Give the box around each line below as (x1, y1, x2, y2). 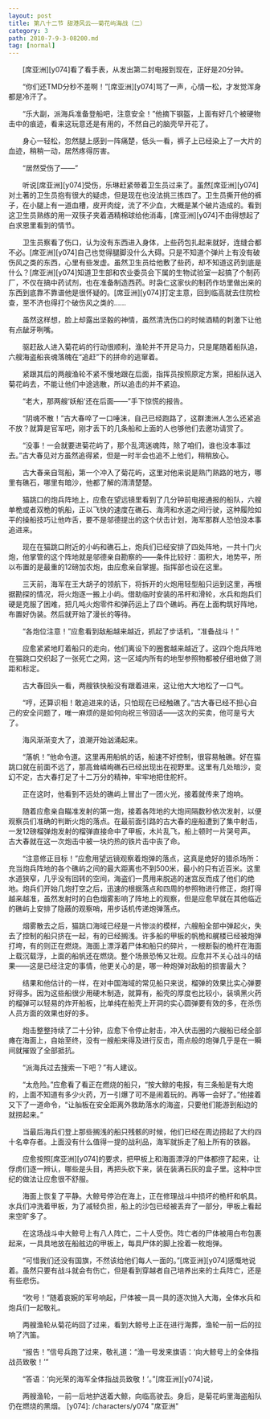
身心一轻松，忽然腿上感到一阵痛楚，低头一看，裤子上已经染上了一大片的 (22, 136, 262, 146)
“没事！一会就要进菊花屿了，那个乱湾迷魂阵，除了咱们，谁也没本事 (22, 441, 244, 450)
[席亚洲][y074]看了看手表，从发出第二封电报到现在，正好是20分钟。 (22, 65, 248, 75)
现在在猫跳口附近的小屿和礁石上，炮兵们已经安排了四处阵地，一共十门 (22, 542, 255, 552)
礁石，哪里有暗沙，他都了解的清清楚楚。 (22, 478, 157, 487)
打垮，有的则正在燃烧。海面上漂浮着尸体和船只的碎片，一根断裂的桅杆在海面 (8, 941, 262, 951)
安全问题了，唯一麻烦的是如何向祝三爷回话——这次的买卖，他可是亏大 (22, 708, 255, 718)
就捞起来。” (8, 1110, 44, 1120)
